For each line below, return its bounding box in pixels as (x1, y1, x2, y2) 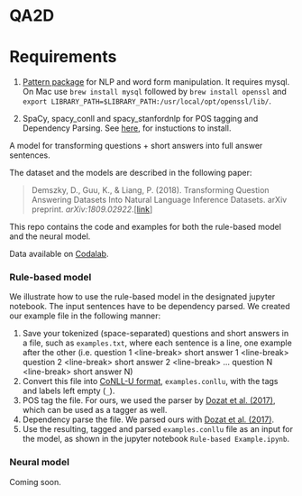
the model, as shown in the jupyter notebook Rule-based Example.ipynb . (22, 434, 290, 445)
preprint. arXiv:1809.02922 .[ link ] (31, 204, 153, 215)
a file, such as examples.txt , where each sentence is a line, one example (22, 337, 293, 348)
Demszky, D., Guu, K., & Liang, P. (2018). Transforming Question (31, 185, 270, 196)
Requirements (9, 47, 117, 68)
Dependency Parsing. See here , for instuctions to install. (22, 123, 232, 133)
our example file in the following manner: (9, 310, 161, 321)
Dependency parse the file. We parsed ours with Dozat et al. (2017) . (22, 414, 275, 425)
